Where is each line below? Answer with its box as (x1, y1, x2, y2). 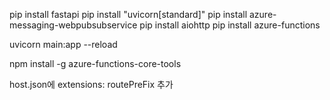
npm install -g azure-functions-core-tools (9, 58, 182, 69)
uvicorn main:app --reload (9, 39, 118, 50)
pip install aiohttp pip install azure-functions (139, 19, 321, 31)
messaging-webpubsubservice (9, 19, 138, 31)
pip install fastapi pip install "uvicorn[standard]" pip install (9, 9, 248, 20)
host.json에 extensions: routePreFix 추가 (9, 79, 174, 90)
